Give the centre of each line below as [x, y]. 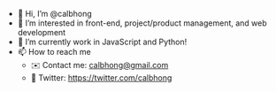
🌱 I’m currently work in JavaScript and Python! [102, 42]
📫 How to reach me [54, 52]
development [42, 32]
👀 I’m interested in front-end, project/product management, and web [142, 23]
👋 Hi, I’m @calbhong [55, 14]
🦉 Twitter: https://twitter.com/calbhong [101, 78]
